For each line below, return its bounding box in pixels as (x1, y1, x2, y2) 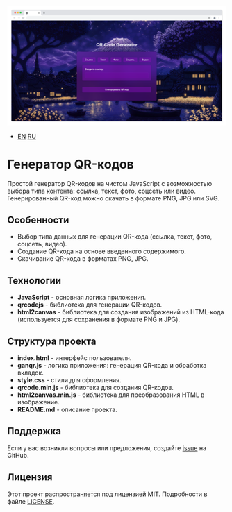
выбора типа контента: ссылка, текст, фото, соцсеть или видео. (7, 187, 197, 195)
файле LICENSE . (7, 497, 55, 505)
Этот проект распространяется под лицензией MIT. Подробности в (7, 490, 208, 498)
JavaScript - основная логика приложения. (17, 293, 147, 302)
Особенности (7, 214, 69, 225)
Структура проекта (7, 335, 97, 347)
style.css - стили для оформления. (17, 376, 122, 384)
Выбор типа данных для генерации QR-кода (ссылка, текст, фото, (17, 232, 213, 241)
